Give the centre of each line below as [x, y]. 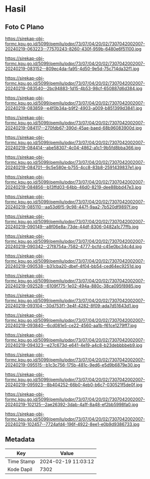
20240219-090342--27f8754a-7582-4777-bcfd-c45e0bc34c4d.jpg [74, 246]
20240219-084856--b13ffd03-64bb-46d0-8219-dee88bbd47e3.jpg [73, 187]
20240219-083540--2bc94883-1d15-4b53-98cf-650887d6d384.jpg [74, 88]
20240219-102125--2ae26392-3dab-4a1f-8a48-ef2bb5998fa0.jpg [72, 404]
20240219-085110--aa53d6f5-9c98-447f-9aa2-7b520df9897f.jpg [72, 207]
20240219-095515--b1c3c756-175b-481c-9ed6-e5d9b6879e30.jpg [73, 365]
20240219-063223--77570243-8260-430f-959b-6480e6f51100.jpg [73, 49]
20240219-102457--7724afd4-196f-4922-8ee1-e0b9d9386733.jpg [72, 424]
